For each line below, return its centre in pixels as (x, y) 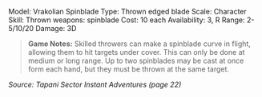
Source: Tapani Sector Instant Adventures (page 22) (95, 84)
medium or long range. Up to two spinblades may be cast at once (136, 60)
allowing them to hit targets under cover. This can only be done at (136, 52)
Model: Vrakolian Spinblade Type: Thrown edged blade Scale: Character (127, 12)
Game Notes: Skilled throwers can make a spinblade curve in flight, (139, 44)
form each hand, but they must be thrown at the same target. (129, 69)
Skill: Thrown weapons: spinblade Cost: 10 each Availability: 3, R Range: (127, 20)
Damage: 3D (56, 28)
